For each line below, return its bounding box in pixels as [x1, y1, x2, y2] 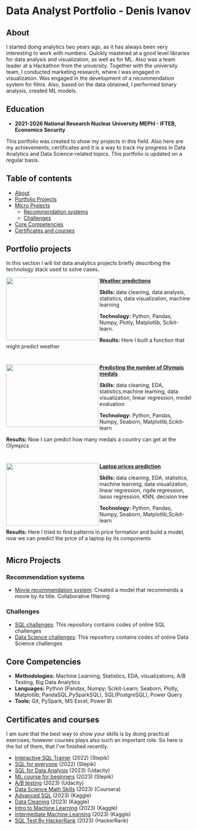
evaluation [99, 400, 125, 407]
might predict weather [6, 343, 60, 350]
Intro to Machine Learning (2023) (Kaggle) [14, 805, 118, 812]
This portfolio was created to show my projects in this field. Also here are [6, 138, 184, 145]
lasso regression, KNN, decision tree [99, 493, 189, 500]
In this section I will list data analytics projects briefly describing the [6, 260, 171, 267]
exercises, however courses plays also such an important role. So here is [6, 737, 183, 744]
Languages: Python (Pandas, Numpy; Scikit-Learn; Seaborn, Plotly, [14, 685, 179, 692]
